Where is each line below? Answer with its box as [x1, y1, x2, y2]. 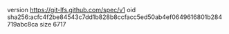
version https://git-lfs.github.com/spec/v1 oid [7, 6, 136, 14]
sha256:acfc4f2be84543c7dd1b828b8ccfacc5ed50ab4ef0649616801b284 [7, 13, 223, 21]
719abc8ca [7, 20, 39, 28]
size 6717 [39, 20, 66, 28]
